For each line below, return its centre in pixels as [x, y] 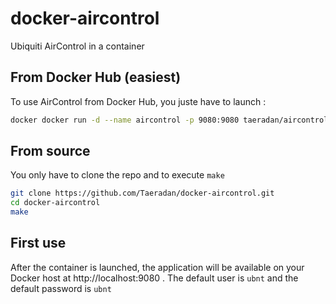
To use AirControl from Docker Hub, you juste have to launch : [138, 101]
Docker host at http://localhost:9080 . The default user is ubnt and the [154, 278]
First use [38, 243]
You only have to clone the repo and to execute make [117, 175]
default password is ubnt [61, 288]
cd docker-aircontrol [55, 203]
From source [50, 151]
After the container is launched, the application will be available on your [157, 267]
